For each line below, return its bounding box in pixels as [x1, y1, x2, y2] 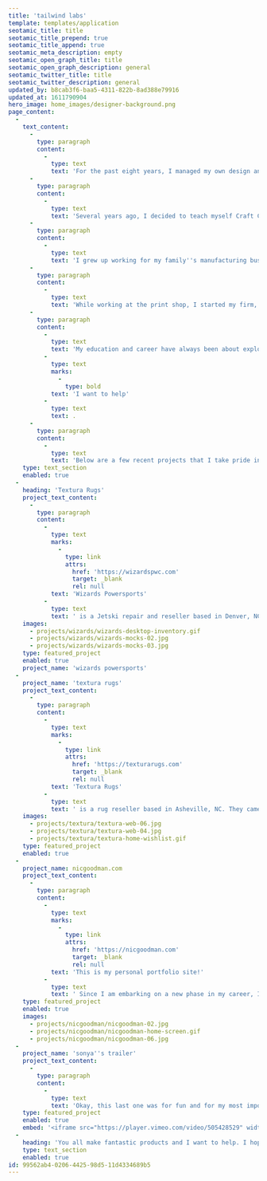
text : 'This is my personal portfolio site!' [50, 968, 204, 976]
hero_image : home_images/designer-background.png [8, 100, 176, 108]
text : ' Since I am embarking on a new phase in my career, [50, 990, 254, 998]
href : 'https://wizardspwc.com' [72, 568, 180, 576]
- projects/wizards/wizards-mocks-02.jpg [29, 635, 169, 643]
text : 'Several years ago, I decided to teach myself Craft [50, 212, 254, 220]
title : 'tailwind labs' [8, 11, 87, 20]
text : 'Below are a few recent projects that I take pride [50, 456, 250, 465]
